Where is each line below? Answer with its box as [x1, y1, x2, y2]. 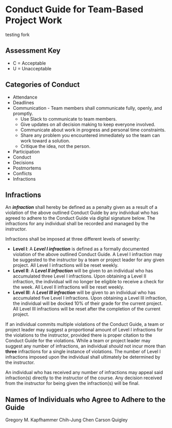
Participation [12, 148, 40, 154]
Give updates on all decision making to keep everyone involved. [20, 121, 156, 127]
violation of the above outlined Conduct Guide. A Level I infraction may [12, 251, 163, 258]
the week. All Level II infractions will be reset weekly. [12, 284, 125, 290]
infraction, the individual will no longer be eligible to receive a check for [12, 279, 164, 285]
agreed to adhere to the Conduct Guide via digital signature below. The [5, 215, 156, 221]
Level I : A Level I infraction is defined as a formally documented [12, 246, 149, 252]
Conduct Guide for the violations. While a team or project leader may [5, 338, 150, 344]
